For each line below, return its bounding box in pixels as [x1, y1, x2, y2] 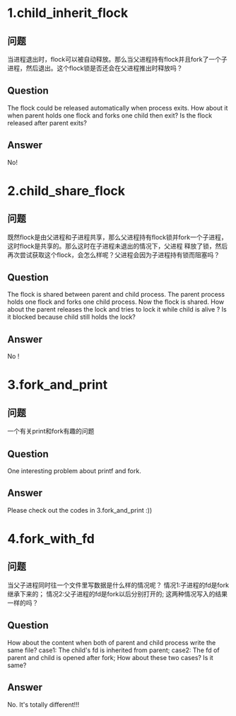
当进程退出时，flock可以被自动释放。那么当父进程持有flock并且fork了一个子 [7, 55, 228, 63]
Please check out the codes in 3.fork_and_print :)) [7, 506, 153, 514]
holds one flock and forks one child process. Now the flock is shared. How [7, 297, 225, 306]
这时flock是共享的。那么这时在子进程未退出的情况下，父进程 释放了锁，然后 [7, 241, 228, 250]
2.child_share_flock [7, 183, 126, 199]
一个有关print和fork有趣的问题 [7, 427, 95, 436]
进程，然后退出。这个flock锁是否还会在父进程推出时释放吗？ [7, 64, 183, 72]
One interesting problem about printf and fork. [7, 467, 141, 475]
